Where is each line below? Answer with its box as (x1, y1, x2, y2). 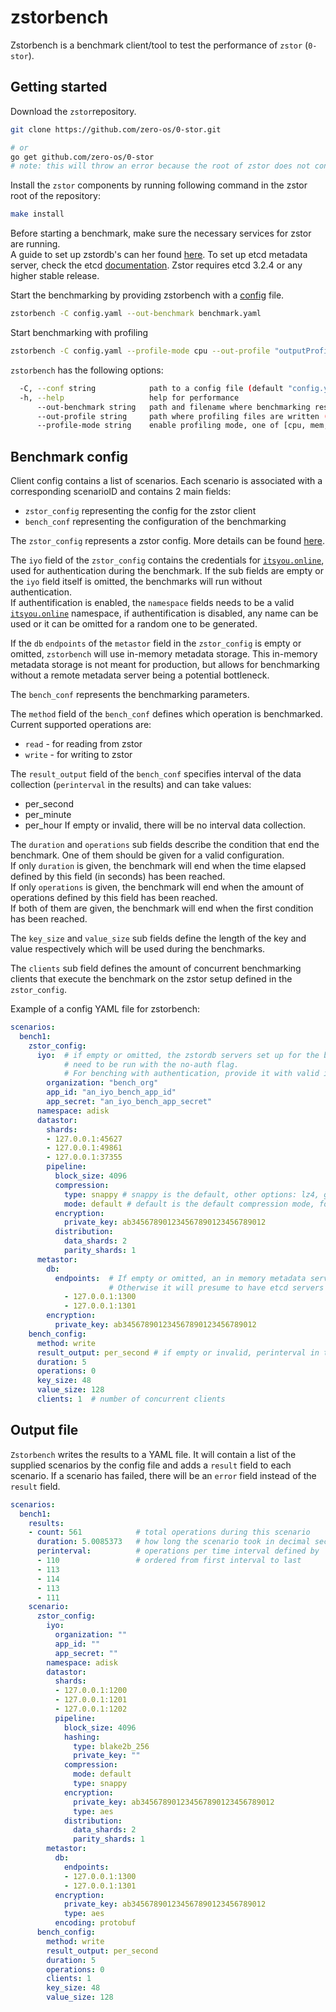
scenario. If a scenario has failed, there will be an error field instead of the (10, 1469, 317, 1481)
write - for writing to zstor (24, 749, 133, 761)
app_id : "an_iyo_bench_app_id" (46, 1087, 177, 1098)
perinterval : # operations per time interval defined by (36, 1546, 320, 1556)
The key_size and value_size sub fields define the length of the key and (10, 932, 307, 945)
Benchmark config (10, 448, 129, 465)
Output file (10, 1422, 79, 1439)
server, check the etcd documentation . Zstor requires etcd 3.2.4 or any (10, 259, 303, 271)
